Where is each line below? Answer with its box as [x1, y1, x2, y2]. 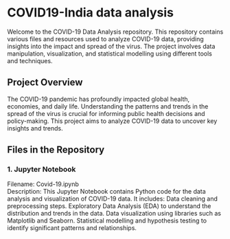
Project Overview [7, 77, 83, 89]
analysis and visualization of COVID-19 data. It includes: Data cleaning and [7, 194, 218, 203]
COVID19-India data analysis [7, 5, 174, 21]
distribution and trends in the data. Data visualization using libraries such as [7, 209, 222, 218]
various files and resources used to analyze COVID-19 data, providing [7, 34, 204, 43]
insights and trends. [7, 124, 63, 132]
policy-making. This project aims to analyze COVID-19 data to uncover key [7, 117, 218, 125]
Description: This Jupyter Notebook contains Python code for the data [7, 187, 206, 196]
